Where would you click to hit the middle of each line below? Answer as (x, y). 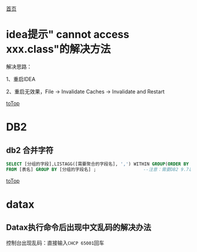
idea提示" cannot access (68, 35)
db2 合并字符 (30, 150)
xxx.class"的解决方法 (58, 49)
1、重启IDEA (21, 79)
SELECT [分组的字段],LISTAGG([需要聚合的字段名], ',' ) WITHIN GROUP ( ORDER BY (98, 164)
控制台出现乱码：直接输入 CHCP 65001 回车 (55, 243)
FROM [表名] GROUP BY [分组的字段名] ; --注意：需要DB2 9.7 (98, 169)
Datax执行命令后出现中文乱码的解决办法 (79, 228)
